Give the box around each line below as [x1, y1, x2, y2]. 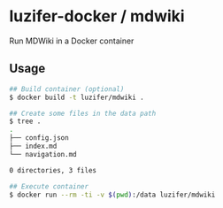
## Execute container [9, 181, 89, 191]
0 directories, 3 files [9, 166, 97, 174]
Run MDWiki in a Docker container [9, 35, 135, 46]
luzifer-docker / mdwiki [9, 6, 185, 27]
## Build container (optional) [9, 84, 125, 94]
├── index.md [9, 142, 58, 150]
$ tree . [9, 117, 42, 126]
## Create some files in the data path [9, 109, 157, 118]
